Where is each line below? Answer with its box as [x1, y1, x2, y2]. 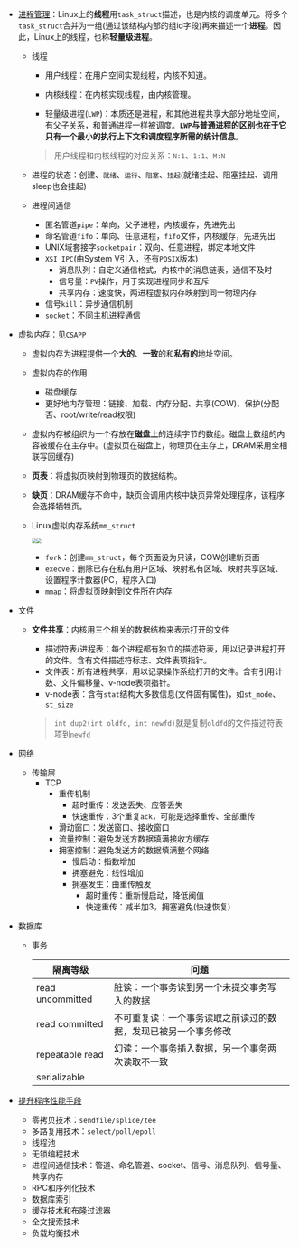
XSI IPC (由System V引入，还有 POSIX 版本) [44, 253, 199, 263]
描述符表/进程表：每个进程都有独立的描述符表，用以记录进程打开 [44, 643, 286, 654]
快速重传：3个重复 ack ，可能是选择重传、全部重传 [71, 811, 256, 822]
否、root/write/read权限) [44, 409, 136, 420]
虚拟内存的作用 [31, 367, 88, 378]
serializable [35, 1071, 85, 1083]
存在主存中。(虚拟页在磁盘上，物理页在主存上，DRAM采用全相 [55, 440, 288, 451]
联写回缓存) [31, 452, 75, 462]
